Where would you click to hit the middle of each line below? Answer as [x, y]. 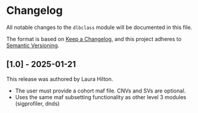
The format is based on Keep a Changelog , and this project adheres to [94, 39]
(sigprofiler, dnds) [37, 103]
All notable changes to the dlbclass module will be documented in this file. [99, 27]
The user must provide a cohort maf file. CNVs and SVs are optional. [100, 91]
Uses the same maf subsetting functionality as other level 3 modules [101, 97]
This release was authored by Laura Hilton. [60, 79]
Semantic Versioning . [33, 45]
